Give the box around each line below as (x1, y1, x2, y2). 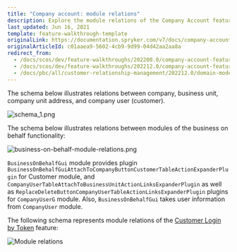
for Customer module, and (18, 172, 95, 181)
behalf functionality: (7, 131, 66, 140)
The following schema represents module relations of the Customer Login (7, 216, 221, 224)
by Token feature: (7, 223, 59, 232)
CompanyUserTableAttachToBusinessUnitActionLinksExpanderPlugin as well (7, 179, 222, 188)
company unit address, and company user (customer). (7, 96, 166, 104)
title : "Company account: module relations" (7, 10, 140, 18)
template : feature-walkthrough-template (7, 30, 128, 37)
